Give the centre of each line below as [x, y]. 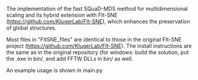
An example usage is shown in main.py [54, 70]
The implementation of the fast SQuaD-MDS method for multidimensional [97, 9]
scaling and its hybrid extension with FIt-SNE [62, 15]
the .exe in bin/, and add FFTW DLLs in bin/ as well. [70, 59]
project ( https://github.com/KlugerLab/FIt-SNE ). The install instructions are [99, 46]
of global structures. [31, 28]
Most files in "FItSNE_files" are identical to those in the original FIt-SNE [94, 39]
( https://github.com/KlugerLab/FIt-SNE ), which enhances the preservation [98, 21]
